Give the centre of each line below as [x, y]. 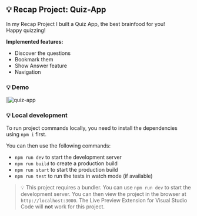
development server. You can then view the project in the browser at [103, 194]
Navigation [28, 72]
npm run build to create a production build [66, 163]
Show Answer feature [41, 66]
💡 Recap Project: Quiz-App [56, 10]
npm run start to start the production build [66, 170]
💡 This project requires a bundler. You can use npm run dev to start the [106, 188]
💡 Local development [37, 116]
